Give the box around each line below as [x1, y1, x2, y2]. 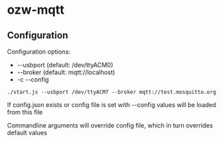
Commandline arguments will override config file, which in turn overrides [7, 121, 213, 129]
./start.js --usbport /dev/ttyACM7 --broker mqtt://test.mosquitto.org [7, 88, 216, 95]
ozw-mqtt [7, 2, 64, 18]
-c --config [16, 75, 49, 84]
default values [7, 129, 47, 137]
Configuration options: [7, 47, 71, 56]
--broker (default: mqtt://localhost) [16, 68, 115, 76]
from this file [7, 108, 43, 116]
